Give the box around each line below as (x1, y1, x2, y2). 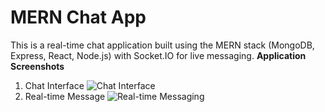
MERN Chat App (10, 6, 147, 29)
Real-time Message (24, 90, 106, 102)
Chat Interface (24, 79, 85, 91)
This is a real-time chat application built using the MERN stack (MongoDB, (10, 39, 315, 51)
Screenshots (10, 60, 65, 72)
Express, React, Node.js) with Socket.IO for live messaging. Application (10, 49, 307, 61)
